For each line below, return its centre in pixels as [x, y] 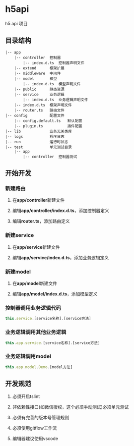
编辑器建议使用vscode [35, 439]
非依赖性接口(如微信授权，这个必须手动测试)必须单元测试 [70, 407]
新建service [20, 235]
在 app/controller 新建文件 [38, 200]
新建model [18, 272]
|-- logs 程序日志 [35, 137]
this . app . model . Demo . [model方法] [39, 367]
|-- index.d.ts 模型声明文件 [52, 84]
